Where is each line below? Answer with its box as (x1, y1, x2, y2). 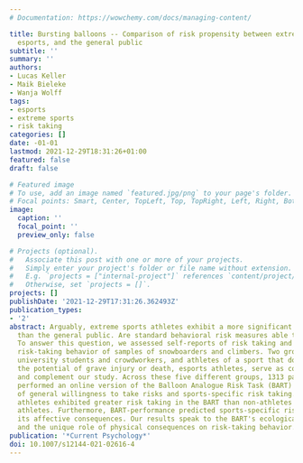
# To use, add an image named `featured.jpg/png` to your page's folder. (9, 189, 293, 198)
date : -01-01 (9, 139, 59, 148)
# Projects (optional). (9, 246, 99, 255)
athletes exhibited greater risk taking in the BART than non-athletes (17, 398, 293, 407)
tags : (9, 97, 30, 106)
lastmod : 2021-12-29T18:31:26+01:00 (9, 147, 147, 156)
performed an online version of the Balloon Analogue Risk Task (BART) (17, 381, 293, 390)
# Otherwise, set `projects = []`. (9, 281, 151, 290)
